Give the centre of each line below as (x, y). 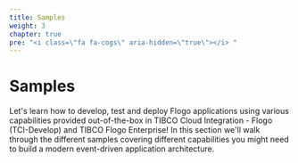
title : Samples (37, 17)
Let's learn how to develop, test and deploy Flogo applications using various (149, 111)
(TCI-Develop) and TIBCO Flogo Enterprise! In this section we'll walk (135, 130)
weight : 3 (28, 26)
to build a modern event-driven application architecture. (112, 149)
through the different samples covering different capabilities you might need (149, 140)
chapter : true (36, 34)
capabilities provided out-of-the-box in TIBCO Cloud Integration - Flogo (141, 120)
